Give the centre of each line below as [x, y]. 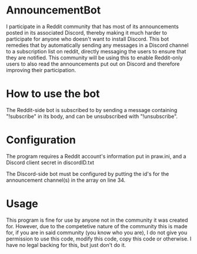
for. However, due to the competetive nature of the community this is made [97, 226]
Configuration [41, 140]
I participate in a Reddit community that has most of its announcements [93, 26]
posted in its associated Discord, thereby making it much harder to [87, 32]
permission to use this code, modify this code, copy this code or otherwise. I [99, 239]
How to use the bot [53, 94]
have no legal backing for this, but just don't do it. [66, 245]
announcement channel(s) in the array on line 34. [66, 180]
